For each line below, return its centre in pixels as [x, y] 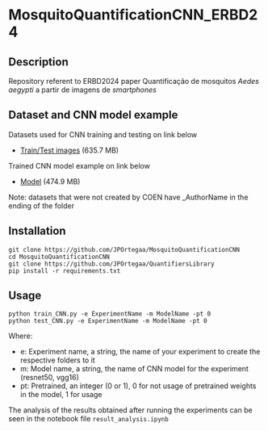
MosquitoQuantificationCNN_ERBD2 [133, 15]
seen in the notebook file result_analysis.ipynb [89, 419]
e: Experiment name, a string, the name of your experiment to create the [140, 352]
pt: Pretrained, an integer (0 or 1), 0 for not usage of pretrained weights [138, 386]
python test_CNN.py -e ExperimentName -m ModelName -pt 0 [108, 321]
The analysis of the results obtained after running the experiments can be [130, 410]
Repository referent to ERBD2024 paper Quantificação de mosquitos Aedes [134, 81]
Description [38, 62]
